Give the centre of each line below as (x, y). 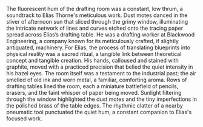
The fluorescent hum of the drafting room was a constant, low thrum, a (95, 9)
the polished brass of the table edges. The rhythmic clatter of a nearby (95, 105)
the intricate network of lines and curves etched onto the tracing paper (95, 28)
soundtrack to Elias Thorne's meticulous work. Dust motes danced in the (97, 15)
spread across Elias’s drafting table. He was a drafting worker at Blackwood (101, 35)
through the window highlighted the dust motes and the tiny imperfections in (102, 99)
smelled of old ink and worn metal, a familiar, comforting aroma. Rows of (97, 80)
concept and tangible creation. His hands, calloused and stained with (92, 60)
